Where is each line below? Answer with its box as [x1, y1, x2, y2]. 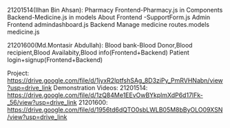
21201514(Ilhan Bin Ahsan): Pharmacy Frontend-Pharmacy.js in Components [7, 6, 223, 14]
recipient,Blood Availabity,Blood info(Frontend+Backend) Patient [7, 48, 189, 56]
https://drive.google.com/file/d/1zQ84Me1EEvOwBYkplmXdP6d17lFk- [7, 91, 203, 99]
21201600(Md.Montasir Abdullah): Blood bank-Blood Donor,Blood [7, 41, 193, 49]
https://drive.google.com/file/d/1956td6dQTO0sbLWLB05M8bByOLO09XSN [7, 106, 223, 114]
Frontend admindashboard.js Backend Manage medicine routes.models [7, 21, 210, 28]
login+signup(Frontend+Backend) [7, 56, 103, 64]
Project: [7, 69, 30, 77]
